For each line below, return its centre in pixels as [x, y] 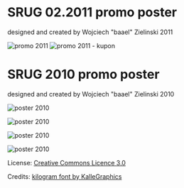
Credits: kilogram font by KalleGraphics [65, 176]
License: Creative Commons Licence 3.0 [67, 162]
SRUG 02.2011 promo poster [92, 12]
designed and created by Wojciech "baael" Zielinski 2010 [91, 94]
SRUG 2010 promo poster [83, 74]
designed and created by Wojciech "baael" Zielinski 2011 [90, 32]
